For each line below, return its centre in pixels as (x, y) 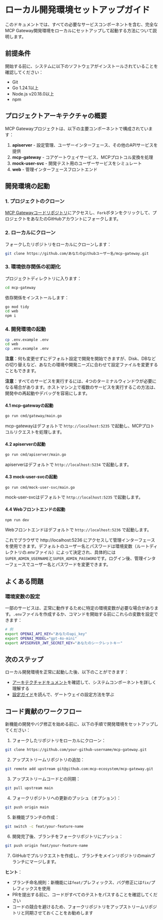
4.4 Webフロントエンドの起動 (35, 509)
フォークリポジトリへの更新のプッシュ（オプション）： (66, 798)
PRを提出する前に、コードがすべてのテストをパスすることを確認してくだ (85, 894)
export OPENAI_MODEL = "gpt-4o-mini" (41, 638)
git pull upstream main (29, 788)
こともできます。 (22, 371)
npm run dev (17, 520)
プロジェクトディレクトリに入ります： (43, 278)
